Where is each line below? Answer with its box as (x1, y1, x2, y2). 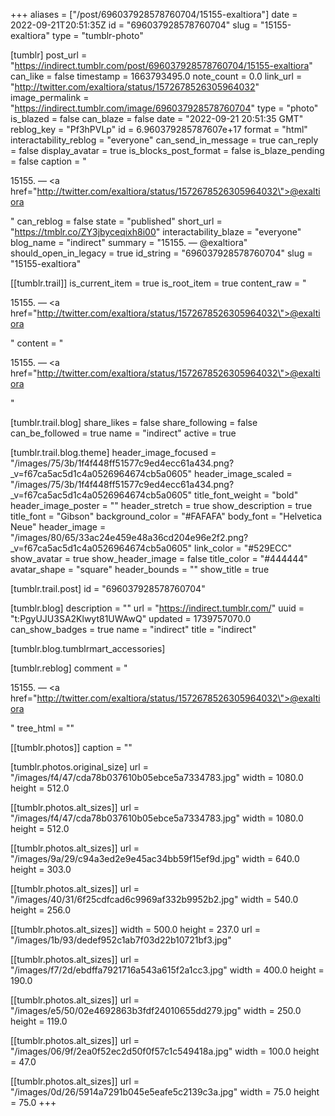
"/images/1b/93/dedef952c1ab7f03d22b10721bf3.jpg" (10, 934, 232, 946)
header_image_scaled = (194, 468, 293, 479)
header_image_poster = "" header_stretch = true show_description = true (10, 500, 313, 511)
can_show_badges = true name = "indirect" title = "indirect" (10, 624, 257, 635)
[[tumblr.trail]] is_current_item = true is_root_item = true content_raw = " (10, 277, 307, 289)
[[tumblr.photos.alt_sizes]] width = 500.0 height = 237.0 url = (10, 924, 261, 935)
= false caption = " (10, 155, 87, 167)
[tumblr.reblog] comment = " (10, 662, 128, 674)
